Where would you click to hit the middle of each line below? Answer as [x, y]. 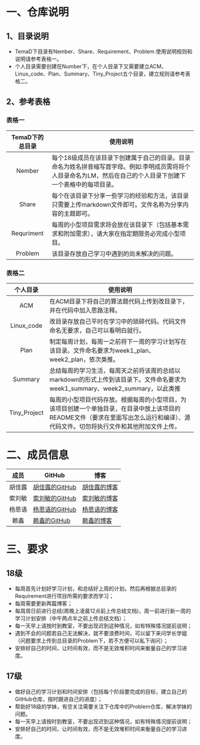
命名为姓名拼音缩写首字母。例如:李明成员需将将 [118, 166]
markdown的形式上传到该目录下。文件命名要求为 [118, 379]
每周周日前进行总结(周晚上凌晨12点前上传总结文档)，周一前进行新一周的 [103, 610]
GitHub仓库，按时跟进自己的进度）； [59, 699]
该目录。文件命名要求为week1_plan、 [102, 350]
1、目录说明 [28, 36]
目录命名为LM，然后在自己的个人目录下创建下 [121, 175]
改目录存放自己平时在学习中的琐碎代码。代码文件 [118, 321]
